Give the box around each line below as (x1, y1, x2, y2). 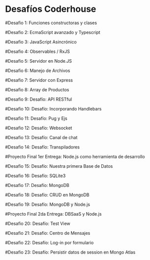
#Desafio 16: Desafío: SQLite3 (5, 173, 66, 179)
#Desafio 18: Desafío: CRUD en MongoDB (5, 191, 90, 198)
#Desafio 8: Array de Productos (5, 86, 69, 92)
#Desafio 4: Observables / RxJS (5, 48, 70, 54)
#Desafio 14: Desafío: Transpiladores (5, 144, 80, 150)
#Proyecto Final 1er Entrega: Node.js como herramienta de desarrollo (5, 153, 145, 159)
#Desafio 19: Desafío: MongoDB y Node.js (5, 201, 90, 207)
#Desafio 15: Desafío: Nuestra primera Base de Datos (5, 163, 113, 169)
